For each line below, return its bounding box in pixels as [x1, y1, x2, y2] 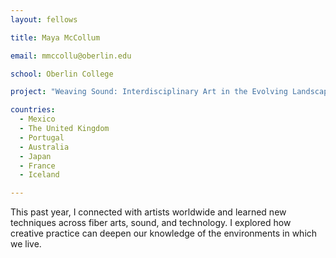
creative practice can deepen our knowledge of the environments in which [10, 227, 318, 240]
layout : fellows [10, 14, 78, 25]
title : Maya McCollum [10, 32, 101, 43]
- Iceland [19, 170, 60, 180]
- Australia [19, 142, 70, 152]
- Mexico [19, 114, 56, 125]
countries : [10, 105, 56, 115]
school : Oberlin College [10, 69, 114, 79]
